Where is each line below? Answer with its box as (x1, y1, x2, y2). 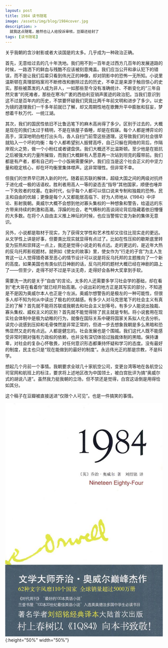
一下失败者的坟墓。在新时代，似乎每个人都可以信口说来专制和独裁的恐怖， (5, 188, 158, 194)
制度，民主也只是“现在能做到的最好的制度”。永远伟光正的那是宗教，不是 (9, 347, 158, 352)
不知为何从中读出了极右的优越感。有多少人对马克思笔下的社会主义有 (18, 297, 158, 302)
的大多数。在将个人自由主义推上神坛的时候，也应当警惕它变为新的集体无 (5, 213, 154, 219)
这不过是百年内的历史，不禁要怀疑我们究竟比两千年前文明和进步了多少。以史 (5, 98, 163, 104)
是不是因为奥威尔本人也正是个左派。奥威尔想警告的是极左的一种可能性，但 (5, 290, 158, 296)
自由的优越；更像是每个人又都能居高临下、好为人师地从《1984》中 (13, 194, 151, 200)
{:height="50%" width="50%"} (5, 637, 69, 643)
